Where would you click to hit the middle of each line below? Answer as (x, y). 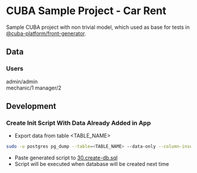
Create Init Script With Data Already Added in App (79, 123)
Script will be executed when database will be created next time (92, 164)
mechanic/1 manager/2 (34, 88)
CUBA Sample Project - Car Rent (86, 11)
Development (31, 106)
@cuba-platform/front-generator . (46, 33)
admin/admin (22, 81)
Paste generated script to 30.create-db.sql (66, 158)
